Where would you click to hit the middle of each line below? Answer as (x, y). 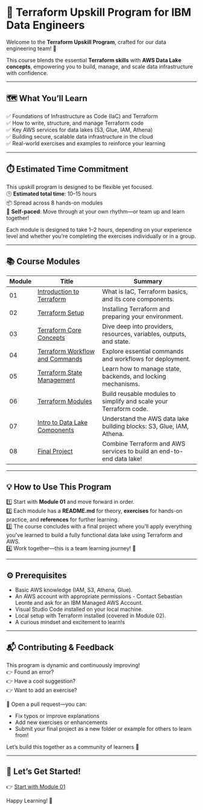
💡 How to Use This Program (59, 487)
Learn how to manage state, (141, 369)
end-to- (171, 452)
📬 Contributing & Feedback (60, 647)
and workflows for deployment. (146, 359)
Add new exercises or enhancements (61, 722)
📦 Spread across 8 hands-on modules (55, 203)
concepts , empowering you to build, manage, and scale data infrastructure (100, 67)
